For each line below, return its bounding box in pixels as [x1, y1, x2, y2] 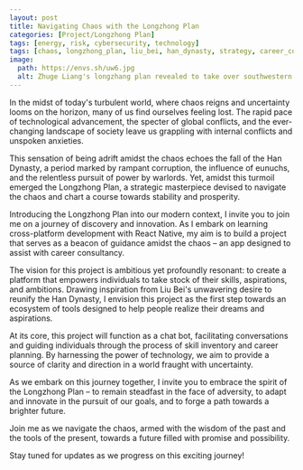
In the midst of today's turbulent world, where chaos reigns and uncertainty [9, 97, 290, 108]
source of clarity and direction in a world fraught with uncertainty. [9, 359, 254, 370]
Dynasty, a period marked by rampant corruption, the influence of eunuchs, [9, 162, 290, 173]
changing [9, 126, 45, 136]
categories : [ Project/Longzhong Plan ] [9, 30, 155, 39]
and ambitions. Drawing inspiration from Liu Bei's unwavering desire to [9, 284, 272, 295]
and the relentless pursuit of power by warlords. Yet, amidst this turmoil [9, 172, 275, 183]
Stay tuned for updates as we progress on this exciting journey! [9, 449, 245, 461]
